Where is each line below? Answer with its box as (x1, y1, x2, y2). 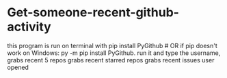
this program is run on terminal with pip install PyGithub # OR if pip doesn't (7, 41, 217, 50)
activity (7, 19, 51, 35)
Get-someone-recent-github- (7, 5, 180, 20)
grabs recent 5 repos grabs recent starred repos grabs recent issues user (7, 56, 215, 64)
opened (7, 63, 29, 71)
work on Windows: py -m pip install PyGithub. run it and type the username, (7, 49, 221, 57)
